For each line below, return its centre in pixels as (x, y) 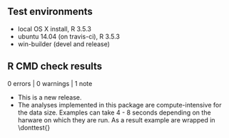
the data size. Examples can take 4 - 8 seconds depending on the (114, 112)
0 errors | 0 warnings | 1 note (50, 83)
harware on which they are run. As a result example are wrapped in (116, 120)
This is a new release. (50, 97)
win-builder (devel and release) (64, 44)
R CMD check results (55, 67)
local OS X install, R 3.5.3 (54, 28)
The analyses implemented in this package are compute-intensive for (119, 105)
